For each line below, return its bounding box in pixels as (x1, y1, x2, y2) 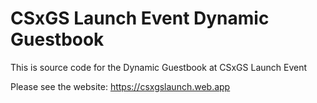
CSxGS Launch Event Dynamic (10, 7, 270, 30)
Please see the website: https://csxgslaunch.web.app (10, 80, 231, 92)
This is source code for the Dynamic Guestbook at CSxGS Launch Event (10, 61, 308, 73)
